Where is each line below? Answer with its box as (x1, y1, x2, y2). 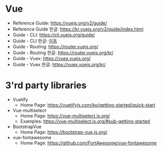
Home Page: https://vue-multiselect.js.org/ (20, 113, 111, 119)
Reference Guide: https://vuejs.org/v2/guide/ (12, 20, 107, 26)
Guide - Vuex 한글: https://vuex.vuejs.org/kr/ (12, 61, 106, 67)
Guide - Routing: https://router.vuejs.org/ (12, 43, 98, 49)
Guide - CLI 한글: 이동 (12, 38, 58, 44)
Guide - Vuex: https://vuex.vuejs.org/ (12, 55, 91, 61)
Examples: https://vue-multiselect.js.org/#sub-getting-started (20, 118, 150, 124)
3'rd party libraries (5, 80, 87, 91)
